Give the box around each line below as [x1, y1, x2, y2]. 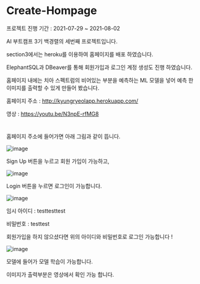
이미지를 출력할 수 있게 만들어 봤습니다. [6, 84, 100, 92]
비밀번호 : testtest [6, 220, 50, 228]
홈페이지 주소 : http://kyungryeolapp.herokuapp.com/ [6, 97, 139, 104]
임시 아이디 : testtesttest [6, 207, 65, 214]
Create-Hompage [6, 4, 97, 18]
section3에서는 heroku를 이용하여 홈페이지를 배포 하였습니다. [6, 50, 154, 58]
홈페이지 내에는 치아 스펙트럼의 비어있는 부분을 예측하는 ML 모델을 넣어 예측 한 [6, 76, 194, 84]
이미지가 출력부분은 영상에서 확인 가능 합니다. [6, 271, 114, 279]
